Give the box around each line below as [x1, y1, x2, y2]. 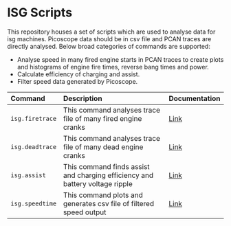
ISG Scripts [7, 5, 73, 21]
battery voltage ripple [63, 179, 133, 188]
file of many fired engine [63, 113, 142, 123]
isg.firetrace [10, 115, 57, 122]
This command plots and [63, 190, 143, 200]
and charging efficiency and [63, 170, 154, 180]
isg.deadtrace [10, 143, 57, 150]
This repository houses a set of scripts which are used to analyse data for [7, 27, 216, 36]
